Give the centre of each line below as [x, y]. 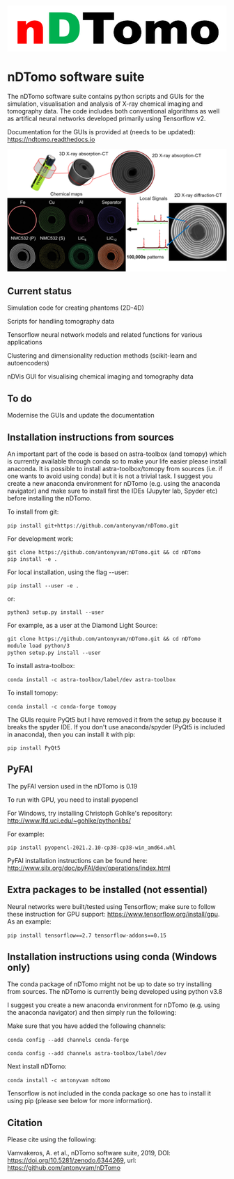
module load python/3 [39, 646]
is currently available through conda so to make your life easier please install [117, 461]
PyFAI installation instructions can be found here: [77, 860]
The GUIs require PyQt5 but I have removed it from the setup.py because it [115, 720]
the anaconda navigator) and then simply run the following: [92, 1013]
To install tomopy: [33, 693]
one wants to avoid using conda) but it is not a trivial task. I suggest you [110, 476]
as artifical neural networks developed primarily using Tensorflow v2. [107, 118]
